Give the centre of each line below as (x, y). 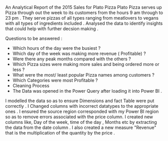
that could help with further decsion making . (52, 29)
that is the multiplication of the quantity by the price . (60, 133)
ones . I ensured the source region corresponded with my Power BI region (82, 111)
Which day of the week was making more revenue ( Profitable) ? (79, 53)
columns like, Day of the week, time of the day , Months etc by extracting (81, 122)
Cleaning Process (31, 86)
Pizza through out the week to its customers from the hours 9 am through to (84, 13)
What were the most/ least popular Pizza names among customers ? (83, 75)
